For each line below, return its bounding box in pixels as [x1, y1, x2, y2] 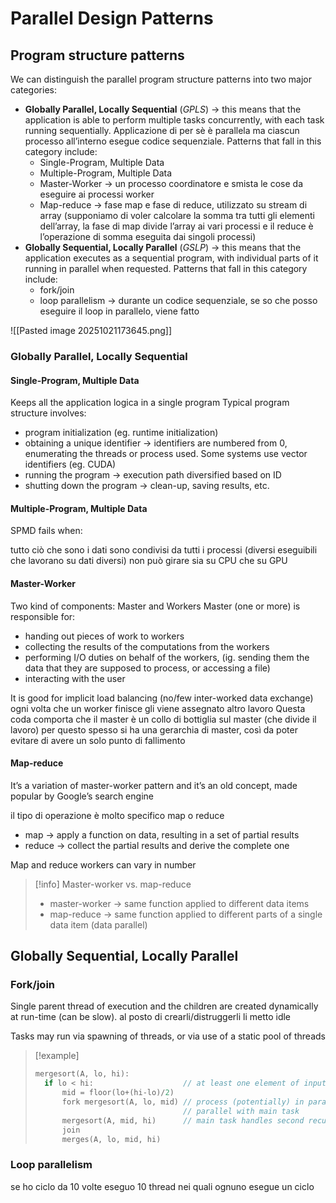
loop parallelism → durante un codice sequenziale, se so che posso [39, 295, 318, 306]
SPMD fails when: [10, 525, 83, 537]
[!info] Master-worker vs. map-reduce [34, 878, 192, 890]
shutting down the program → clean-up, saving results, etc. [24, 480, 270, 492]
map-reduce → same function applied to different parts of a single [49, 908, 323, 920]
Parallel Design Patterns [10, 7, 214, 30]
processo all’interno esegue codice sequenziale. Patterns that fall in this [24, 135, 322, 147]
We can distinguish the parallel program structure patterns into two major [10, 73, 312, 85]
